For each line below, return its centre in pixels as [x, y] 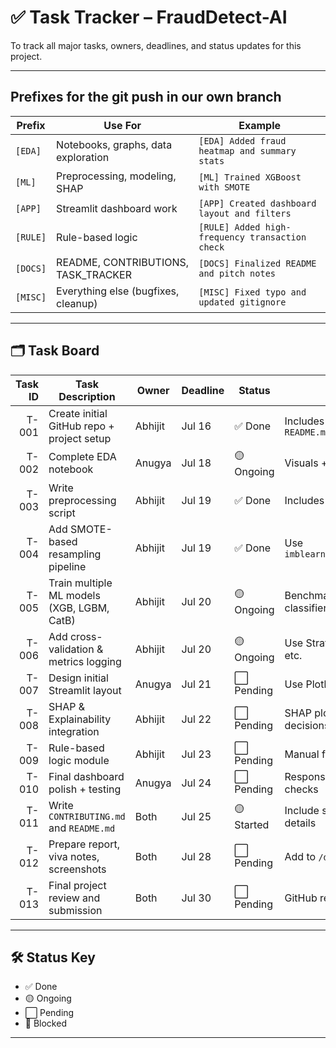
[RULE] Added [229, 227]
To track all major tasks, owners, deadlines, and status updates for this [156, 45]
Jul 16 [196, 426]
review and [74, 898]
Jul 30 [196, 898]
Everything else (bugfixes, [118, 291]
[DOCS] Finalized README [257, 263]
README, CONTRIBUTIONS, [123, 262]
